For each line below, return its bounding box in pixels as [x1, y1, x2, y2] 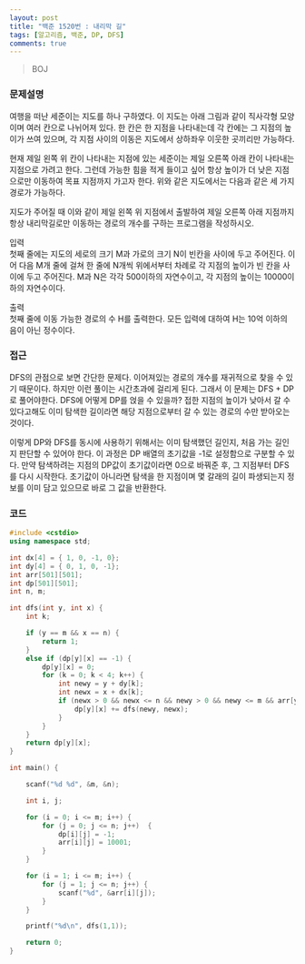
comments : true [9, 38, 67, 48]
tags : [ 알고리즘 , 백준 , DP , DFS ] [9, 30, 124, 39]
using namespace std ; [9, 537, 92, 546]
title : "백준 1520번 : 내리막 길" [9, 22, 127, 31]
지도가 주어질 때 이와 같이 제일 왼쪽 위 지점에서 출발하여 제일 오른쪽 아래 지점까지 [9, 206, 295, 217]
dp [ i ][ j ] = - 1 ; [57, 829, 116, 838]
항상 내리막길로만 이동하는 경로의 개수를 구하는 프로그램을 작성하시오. [9, 218, 254, 228]
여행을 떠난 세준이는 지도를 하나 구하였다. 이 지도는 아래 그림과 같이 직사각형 [9, 110, 279, 121]
